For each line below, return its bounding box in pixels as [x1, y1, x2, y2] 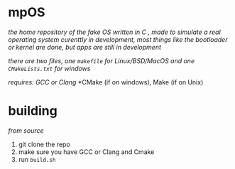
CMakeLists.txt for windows [8, 64, 91, 72]
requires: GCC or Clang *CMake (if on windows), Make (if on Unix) [8, 77, 204, 86]
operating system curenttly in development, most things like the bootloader [8, 35, 228, 43]
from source [8, 126, 45, 135]
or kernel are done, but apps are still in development [8, 43, 162, 51]
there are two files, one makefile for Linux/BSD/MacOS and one [8, 56, 195, 65]
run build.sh [18, 155, 56, 163]
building [8, 103, 58, 119]
